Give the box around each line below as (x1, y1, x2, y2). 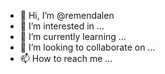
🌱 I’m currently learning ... (19, 31, 127, 42)
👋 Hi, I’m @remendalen (19, 10, 115, 21)
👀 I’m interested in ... (19, 20, 105, 32)
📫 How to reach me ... (19, 53, 113, 64)
